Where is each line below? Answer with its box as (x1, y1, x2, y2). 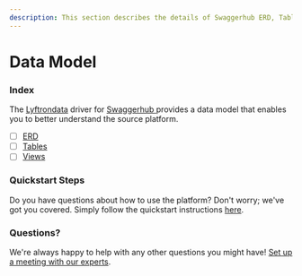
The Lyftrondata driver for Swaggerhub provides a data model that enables (9, 104, 287, 115)
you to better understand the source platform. (9, 114, 179, 125)
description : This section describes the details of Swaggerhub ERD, (9, 13, 276, 22)
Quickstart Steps (9, 174, 85, 186)
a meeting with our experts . (9, 256, 111, 267)
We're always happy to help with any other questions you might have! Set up (9, 246, 293, 257)
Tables (22, 141, 48, 152)
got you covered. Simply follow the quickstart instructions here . (9, 203, 244, 215)
